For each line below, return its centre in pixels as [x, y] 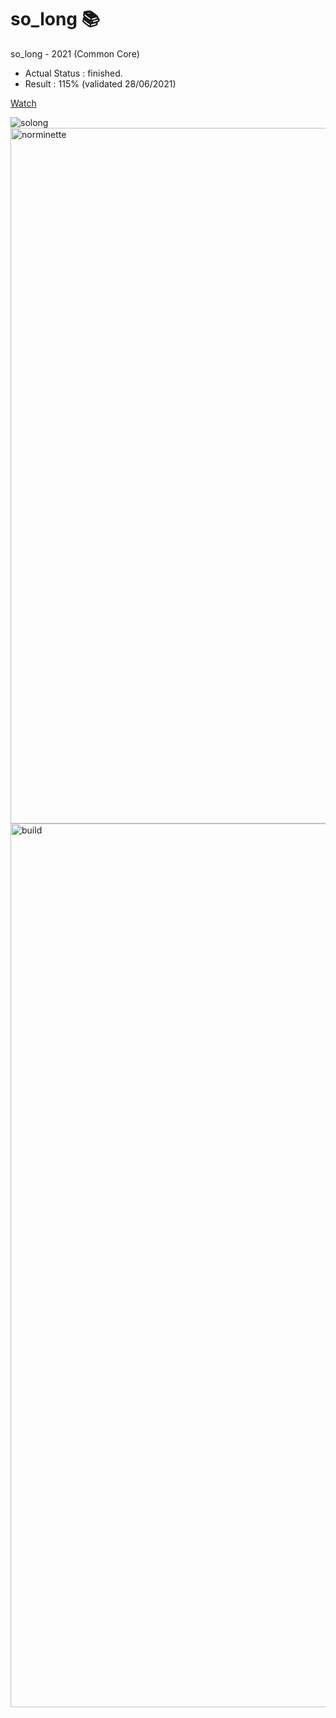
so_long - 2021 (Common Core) [75, 53]
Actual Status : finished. [73, 73]
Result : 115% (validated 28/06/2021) [100, 83]
